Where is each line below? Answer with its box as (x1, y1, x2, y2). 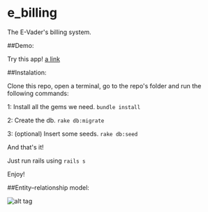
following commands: (7, 89, 69, 97)
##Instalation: (7, 68, 47, 76)
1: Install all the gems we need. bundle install (7, 102, 141, 111)
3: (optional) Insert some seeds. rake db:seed (7, 129, 138, 138)
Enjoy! (7, 170, 26, 178)
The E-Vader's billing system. (7, 28, 92, 36)
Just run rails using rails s (7, 156, 86, 165)
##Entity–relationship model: (7, 183, 89, 192)
